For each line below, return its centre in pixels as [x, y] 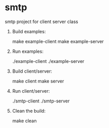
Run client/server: [31, 91]
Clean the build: [29, 111]
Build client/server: [32, 71]
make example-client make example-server [58, 41]
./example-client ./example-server [48, 61]
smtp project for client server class [41, 22]
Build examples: [29, 31]
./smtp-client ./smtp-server [41, 101]
